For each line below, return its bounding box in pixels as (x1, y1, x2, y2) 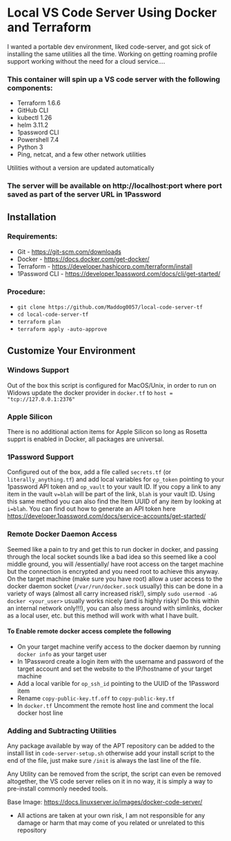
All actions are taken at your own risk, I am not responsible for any (17, 811, 205, 820)
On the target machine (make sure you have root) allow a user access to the (7, 575, 223, 583)
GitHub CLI (17, 106, 49, 115)
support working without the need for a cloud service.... (7, 57, 165, 65)
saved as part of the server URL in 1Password (7, 190, 161, 199)
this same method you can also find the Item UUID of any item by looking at (7, 497, 222, 506)
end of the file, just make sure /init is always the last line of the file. (7, 757, 201, 765)
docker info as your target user (17, 649, 108, 658)
